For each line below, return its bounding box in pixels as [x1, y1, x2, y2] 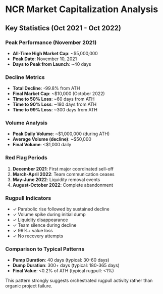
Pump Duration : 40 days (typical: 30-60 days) [12, 257, 110, 263]
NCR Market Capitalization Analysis [5, 4, 158, 15]
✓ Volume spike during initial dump [12, 212, 86, 218]
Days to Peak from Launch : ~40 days [12, 61, 91, 67]
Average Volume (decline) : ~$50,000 [12, 136, 92, 142]
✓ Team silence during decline [12, 222, 77, 228]
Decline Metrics [5, 73, 45, 80]
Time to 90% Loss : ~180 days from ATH [12, 101, 97, 107]
